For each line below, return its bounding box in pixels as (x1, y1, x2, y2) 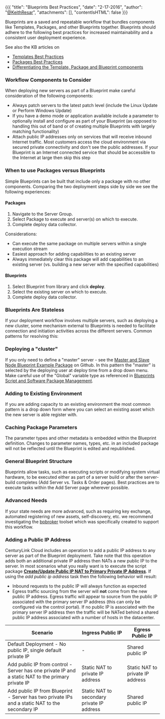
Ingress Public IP (82, 629, 122, 636)
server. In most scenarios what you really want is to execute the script (5, 563, 147, 569)
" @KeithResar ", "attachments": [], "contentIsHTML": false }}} (5, 9, 128, 15)
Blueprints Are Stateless (5, 306, 65, 313)
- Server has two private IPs (7, 694, 73, 701)
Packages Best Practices (12, 59, 63, 65)
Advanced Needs (5, 497, 48, 504)
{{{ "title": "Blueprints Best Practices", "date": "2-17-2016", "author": (5, 4, 143, 10)
